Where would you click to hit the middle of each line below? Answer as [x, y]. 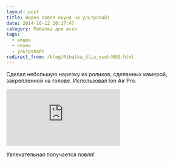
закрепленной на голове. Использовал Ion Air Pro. [71, 80]
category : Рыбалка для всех [42, 29]
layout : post [23, 12]
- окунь [22, 46]
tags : [13, 34]
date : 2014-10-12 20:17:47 [40, 23]
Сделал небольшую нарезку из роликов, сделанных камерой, [87, 74]
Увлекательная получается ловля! [51, 154]
